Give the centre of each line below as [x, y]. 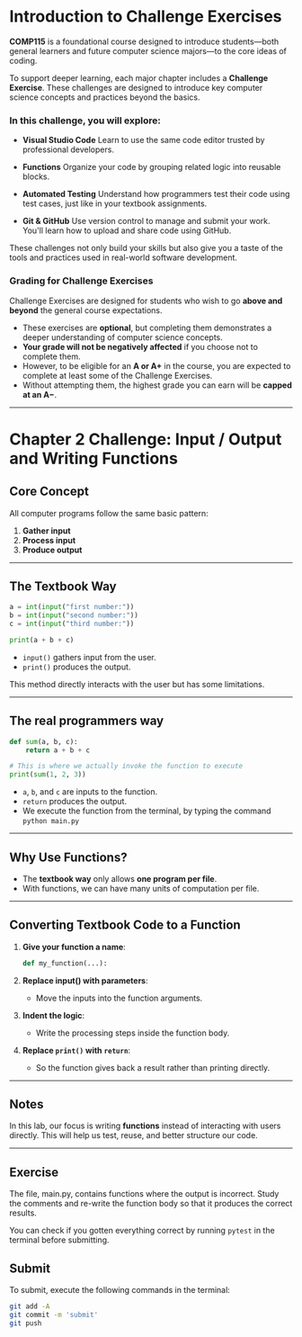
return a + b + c [58, 750]
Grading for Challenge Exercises [81, 281]
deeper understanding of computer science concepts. [122, 337]
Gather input [46, 530]
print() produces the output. [76, 667]
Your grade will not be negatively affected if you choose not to [140, 346]
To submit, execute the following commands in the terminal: [120, 1290]
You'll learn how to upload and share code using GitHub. [127, 230]
